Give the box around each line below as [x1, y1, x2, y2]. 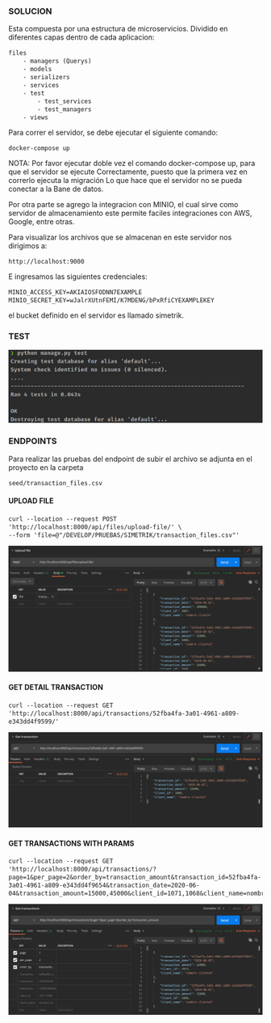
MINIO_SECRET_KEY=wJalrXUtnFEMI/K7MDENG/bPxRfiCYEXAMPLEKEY [8, 297, 215, 305]
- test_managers [37, 106, 92, 114]
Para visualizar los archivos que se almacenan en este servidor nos [8, 232, 232, 243]
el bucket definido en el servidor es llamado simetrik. [8, 310, 185, 320]
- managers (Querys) [23, 57, 92, 65]
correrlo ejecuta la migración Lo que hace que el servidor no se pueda [8, 176, 243, 185]
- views [23, 114, 48, 122]
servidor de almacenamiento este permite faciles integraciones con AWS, [8, 208, 252, 218]
